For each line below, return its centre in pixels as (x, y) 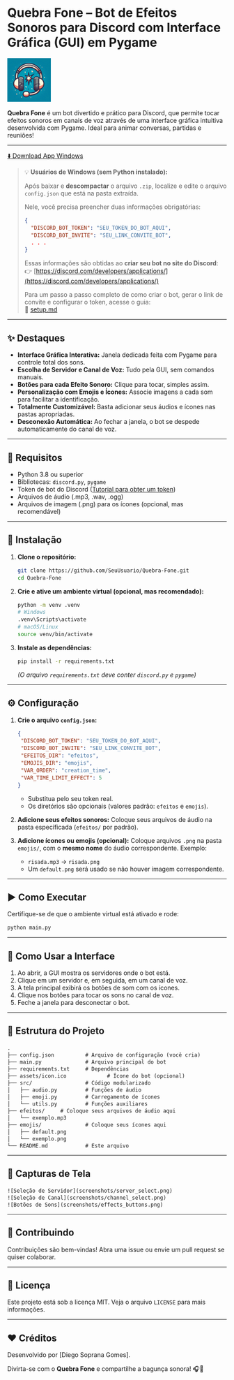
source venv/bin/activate (55, 634)
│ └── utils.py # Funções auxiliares (78, 1104)
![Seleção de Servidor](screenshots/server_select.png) (90, 1191)
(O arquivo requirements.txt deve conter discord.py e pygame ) (107, 675)
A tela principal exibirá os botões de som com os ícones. (98, 988)
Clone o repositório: (47, 557)
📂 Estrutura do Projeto (56, 1031)
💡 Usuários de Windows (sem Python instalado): (96, 172)
